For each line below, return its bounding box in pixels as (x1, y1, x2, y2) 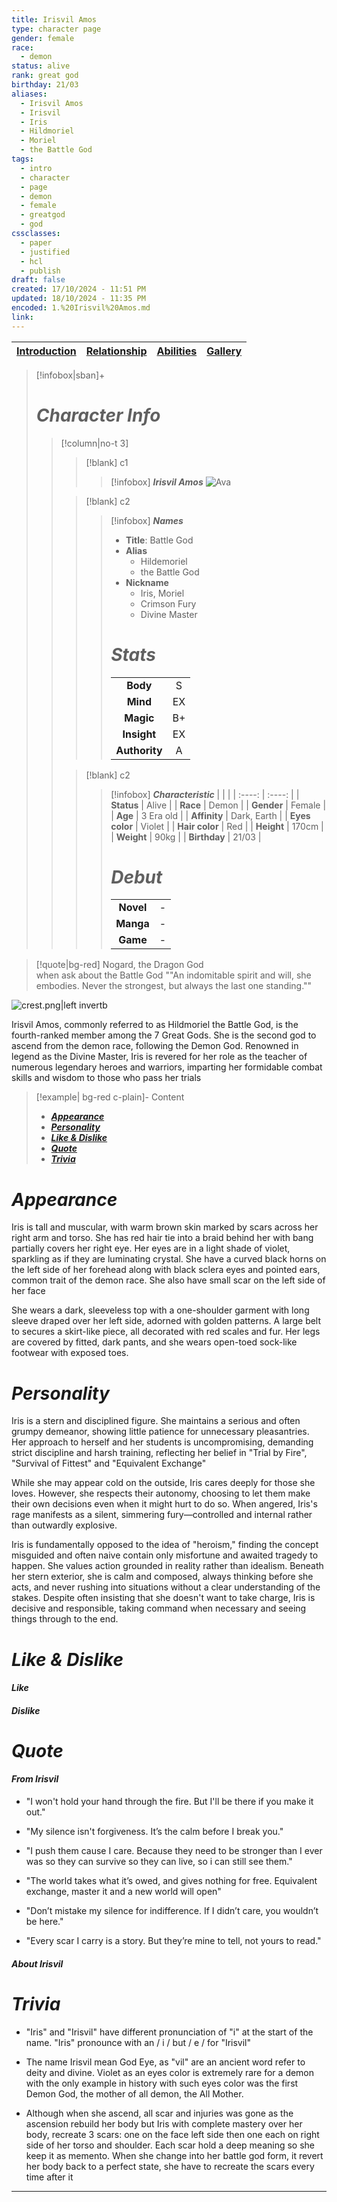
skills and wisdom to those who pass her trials (11, 1072, 202, 1084)
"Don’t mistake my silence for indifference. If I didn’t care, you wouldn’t (25, 1905, 319, 1917)
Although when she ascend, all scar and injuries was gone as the (25, 2107, 294, 2119)
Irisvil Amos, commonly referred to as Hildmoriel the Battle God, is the (11, 1019, 299, 1031)
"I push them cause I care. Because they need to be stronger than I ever (25, 1845, 323, 1857)
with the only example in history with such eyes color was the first (25, 2077, 299, 2089)
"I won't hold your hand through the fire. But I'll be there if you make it (25, 1796, 314, 1808)
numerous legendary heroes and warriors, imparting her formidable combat (11, 1061, 323, 1073)
